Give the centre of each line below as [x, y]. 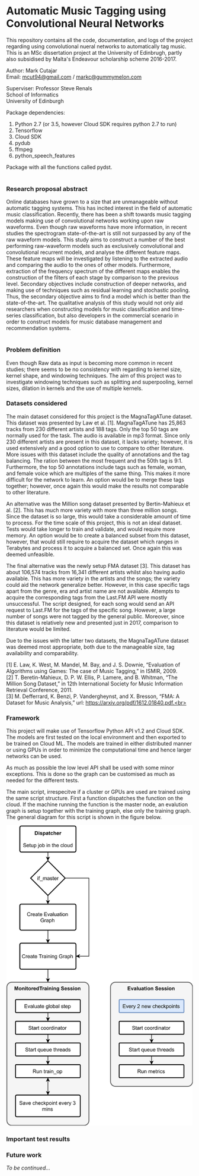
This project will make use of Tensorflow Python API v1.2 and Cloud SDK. [95, 731]
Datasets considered [37, 404]
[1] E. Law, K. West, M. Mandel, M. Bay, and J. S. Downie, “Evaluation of [93, 665]
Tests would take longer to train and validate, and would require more [91, 529]
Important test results [38, 1139]
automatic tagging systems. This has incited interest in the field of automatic [99, 208]
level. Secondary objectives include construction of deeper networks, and [96, 284]
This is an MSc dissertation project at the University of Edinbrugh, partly [94, 52]
